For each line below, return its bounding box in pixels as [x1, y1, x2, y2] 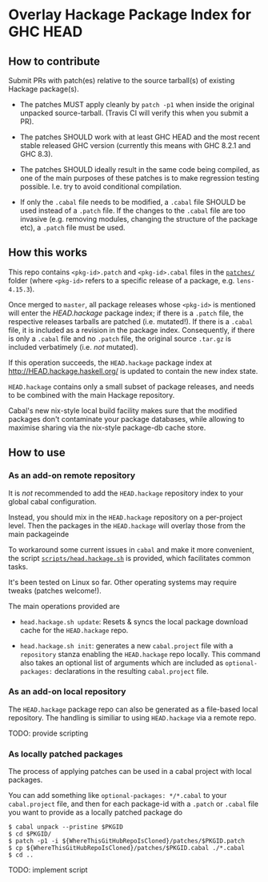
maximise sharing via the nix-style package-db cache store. [8, 423, 206, 432]
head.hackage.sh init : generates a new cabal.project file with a [19, 640, 234, 650]
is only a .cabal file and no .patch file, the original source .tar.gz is [8, 334, 232, 343]
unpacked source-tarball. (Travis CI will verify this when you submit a [19, 108, 250, 118]
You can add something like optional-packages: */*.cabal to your [8, 791, 227, 800]
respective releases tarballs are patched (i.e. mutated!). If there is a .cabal [8, 316, 254, 326]
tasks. [8, 562, 29, 571]
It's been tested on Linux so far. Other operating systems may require [8, 577, 238, 587]
